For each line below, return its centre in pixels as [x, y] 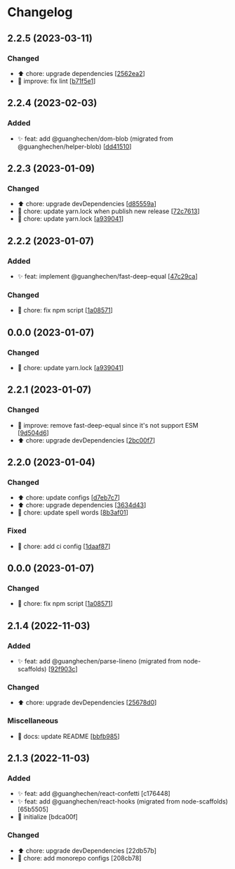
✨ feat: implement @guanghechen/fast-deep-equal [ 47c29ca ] [107, 276]
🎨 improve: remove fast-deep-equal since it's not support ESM [108, 425]
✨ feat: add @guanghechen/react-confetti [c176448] [94, 794]
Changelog [40, 12]
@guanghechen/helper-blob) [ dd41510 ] [74, 146]
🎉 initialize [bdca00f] [48, 817]
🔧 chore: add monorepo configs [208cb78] [79, 858]
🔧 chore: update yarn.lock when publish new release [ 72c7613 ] [108, 211]
